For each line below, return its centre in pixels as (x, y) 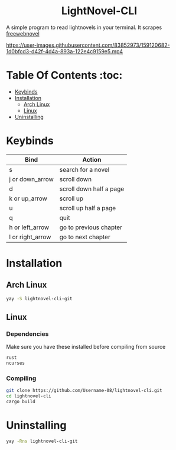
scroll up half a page (88, 208)
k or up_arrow (28, 198)
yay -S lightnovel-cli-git (39, 298)
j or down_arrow (32, 179)
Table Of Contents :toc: (64, 75)
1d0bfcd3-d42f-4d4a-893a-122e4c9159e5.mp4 (65, 51)
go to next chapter (85, 237)
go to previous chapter (91, 227)
